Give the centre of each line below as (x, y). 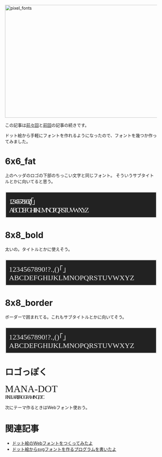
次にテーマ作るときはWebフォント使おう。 (47, 407)
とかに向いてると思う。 (32, 181)
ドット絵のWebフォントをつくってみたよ (52, 443)
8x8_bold (24, 235)
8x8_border (29, 303)
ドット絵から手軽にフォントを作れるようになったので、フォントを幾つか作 (79, 135)
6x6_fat (20, 161)
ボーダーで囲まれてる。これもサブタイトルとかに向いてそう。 (66, 317)
